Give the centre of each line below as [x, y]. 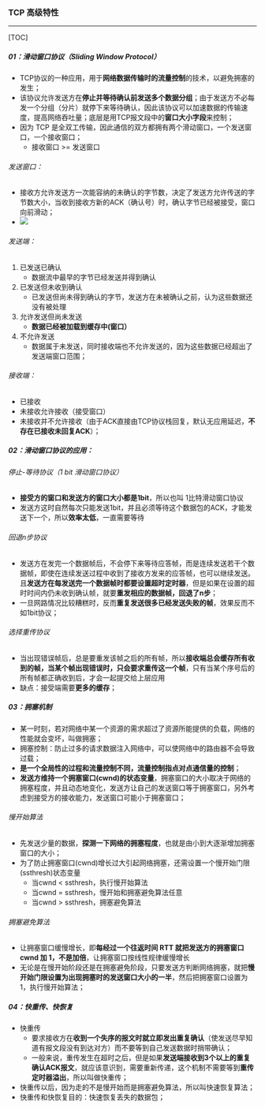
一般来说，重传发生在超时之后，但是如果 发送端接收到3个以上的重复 [141, 1058]
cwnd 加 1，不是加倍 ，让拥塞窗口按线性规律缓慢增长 [105, 957]
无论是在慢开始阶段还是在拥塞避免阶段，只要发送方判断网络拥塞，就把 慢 [137, 968]
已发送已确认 [40, 267]
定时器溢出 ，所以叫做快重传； [80, 1077]
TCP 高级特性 [34, 12]
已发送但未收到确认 [51, 287]
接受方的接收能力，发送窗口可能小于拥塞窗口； [110, 797]
